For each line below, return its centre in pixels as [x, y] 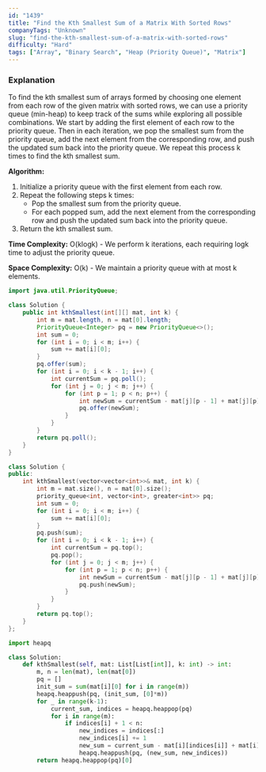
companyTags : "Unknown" [47, 30]
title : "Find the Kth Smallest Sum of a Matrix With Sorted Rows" [120, 23]
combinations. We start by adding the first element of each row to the [122, 123]
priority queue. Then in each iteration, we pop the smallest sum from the [126, 131]
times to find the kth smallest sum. [64, 156]
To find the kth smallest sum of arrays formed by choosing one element [125, 97]
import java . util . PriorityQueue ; [63, 291]
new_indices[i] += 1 [113, 738]
